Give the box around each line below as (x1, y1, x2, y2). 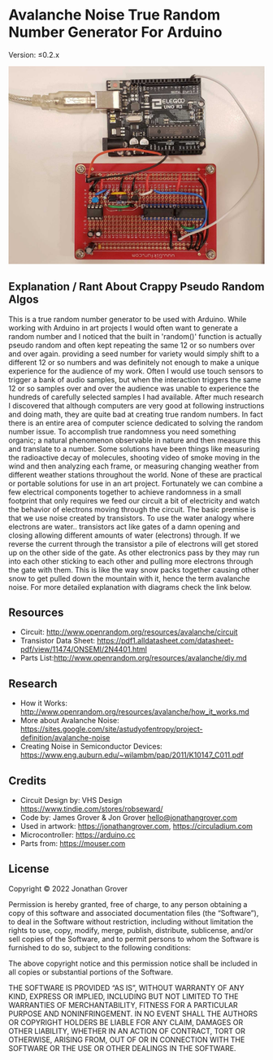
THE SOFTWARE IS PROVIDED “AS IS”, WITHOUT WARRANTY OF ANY (8, 983, 245, 992)
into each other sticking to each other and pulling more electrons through (8, 556, 253, 566)
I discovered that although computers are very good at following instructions (8, 400, 265, 410)
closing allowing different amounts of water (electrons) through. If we (8, 530, 240, 540)
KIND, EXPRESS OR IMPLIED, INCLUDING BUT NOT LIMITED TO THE (8, 991, 239, 1001)
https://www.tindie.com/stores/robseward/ (19, 804, 163, 814)
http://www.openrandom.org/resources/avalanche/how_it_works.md (19, 707, 249, 717)
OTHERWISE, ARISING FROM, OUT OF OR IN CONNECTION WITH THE (8, 1035, 245, 1045)
